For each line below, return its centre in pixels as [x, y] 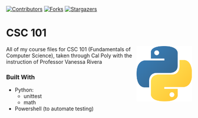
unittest [33, 96]
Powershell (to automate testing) [54, 109]
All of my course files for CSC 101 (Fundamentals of [68, 49]
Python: [24, 90]
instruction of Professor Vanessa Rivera [54, 61]
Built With [21, 77]
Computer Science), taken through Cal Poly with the [69, 55]
